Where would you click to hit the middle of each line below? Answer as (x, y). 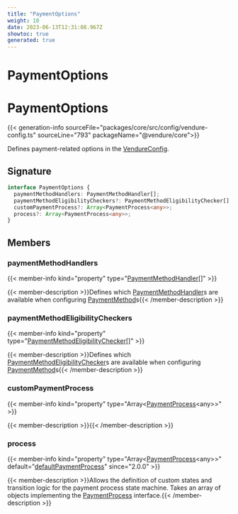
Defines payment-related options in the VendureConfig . (88, 149)
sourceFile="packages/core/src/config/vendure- (137, 128)
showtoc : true (28, 34)
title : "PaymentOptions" (44, 14)
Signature (29, 171)
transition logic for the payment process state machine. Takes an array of (114, 488)
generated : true (31, 40)
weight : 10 (23, 21)
